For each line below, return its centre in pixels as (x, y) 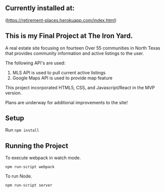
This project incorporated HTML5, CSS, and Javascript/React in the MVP (80, 87)
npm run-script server (29, 186)
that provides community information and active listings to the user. (74, 53)
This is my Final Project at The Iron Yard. (69, 36)
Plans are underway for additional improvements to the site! (66, 102)
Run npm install (22, 130)
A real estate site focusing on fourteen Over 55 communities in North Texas (83, 48)
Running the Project (37, 146)
